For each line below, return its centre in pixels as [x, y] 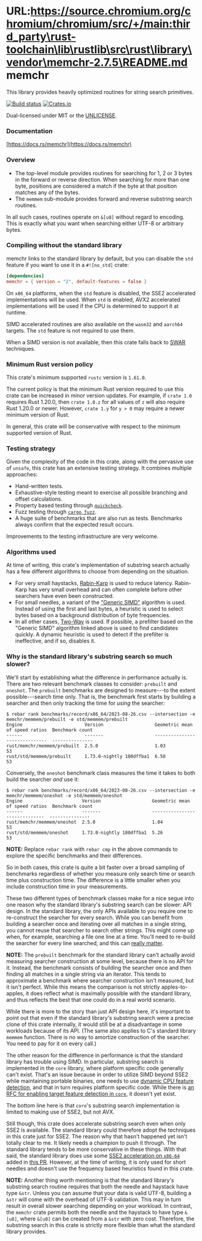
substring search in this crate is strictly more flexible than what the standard [101, 1225]
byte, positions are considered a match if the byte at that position [96, 186]
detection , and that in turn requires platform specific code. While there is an [100, 1087]
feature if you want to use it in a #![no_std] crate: [68, 265]
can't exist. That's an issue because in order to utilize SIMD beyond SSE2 [97, 1074]
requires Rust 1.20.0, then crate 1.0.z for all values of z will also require [96, 402]
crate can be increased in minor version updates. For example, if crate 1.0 [99, 395]
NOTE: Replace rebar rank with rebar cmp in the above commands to [92, 849]
